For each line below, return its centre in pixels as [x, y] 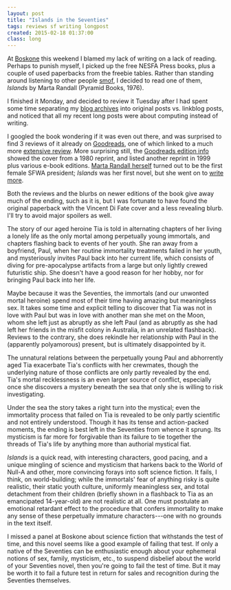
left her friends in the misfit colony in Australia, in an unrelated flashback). [112, 330]
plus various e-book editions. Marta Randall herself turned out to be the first [115, 166]
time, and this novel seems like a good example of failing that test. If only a [113, 544]
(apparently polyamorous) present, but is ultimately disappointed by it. [107, 345]
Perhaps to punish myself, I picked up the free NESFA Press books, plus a [111, 66]
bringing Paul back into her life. [51, 280]
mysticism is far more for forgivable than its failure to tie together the [104, 437]
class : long [24, 39]
